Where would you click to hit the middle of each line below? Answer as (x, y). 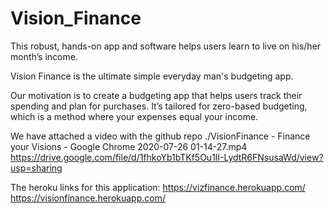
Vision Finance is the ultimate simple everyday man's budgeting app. (152, 76)
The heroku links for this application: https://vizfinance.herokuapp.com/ (158, 187)
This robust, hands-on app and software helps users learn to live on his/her (166, 46)
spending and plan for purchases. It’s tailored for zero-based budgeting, (159, 106)
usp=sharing (36, 168)
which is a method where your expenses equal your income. (134, 116)
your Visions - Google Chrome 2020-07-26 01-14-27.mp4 (129, 146)
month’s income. (44, 56)
